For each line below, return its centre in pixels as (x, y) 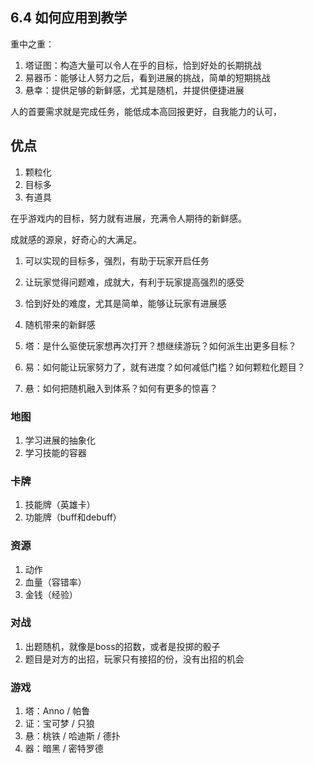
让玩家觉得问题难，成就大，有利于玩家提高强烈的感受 (134, 282)
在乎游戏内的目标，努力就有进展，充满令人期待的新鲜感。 (128, 218)
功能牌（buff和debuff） (73, 517)
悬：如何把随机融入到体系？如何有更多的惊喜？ (121, 388)
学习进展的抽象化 (60, 440)
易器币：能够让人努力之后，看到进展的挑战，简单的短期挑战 (147, 77)
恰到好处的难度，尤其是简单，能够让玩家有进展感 (125, 303)
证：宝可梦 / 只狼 (59, 724)
